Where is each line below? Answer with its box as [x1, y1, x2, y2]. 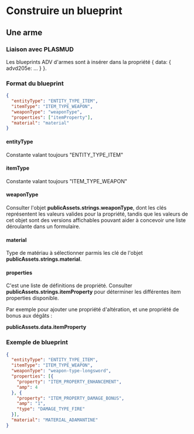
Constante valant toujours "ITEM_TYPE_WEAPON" [6, 177, 128, 184]
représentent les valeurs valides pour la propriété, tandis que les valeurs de [6, 210, 189, 217]
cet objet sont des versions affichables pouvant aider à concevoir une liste [6, 216, 186, 224]
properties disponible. [6, 295, 59, 302]
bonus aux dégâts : [6, 312, 53, 319]
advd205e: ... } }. [6, 65, 47, 72]
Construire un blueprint [6, 4, 122, 18]
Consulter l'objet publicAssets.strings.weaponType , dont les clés [6, 204, 167, 211]
